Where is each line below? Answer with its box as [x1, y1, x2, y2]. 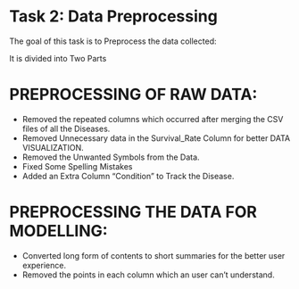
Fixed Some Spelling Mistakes [21, 161, 133, 171]
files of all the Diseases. [21, 123, 111, 134]
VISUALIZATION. [21, 142, 85, 153]
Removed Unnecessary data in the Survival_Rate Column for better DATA [21, 132, 291, 144]
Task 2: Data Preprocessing [9, 6, 219, 27]
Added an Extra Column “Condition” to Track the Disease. [21, 170, 235, 181]
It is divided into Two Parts [9, 53, 107, 63]
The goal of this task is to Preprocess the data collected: [9, 36, 217, 46]
